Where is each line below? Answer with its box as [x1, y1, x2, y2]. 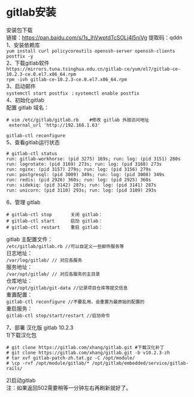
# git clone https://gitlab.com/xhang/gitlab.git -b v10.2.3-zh [6, 350, 170, 356]
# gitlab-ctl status [6, 150, 58, 156]
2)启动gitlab [6, 377, 36, 384]
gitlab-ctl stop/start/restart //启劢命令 [6, 313, 110, 319]
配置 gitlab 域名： [6, 104, 50, 111]
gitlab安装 [6, 5, 57, 19]
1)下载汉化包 [6, 331, 37, 338]
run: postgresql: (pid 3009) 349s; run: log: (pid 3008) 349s [6, 171, 165, 177]
